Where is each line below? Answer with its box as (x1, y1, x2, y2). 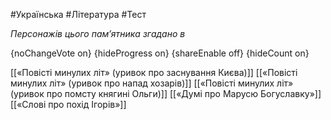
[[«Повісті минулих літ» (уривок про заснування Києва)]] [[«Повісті (10, 67, 298, 78)
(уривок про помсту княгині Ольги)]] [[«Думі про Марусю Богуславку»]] (10, 88, 322, 99)
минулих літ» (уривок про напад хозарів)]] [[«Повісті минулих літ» (10, 77, 294, 89)
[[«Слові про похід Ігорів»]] (10, 99, 127, 110)
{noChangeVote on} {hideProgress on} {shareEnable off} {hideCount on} (10, 47, 310, 59)
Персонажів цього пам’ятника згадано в (10, 28, 186, 39)
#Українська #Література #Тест (10, 9, 147, 20)
